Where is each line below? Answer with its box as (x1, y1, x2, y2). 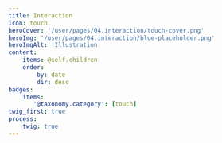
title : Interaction (8, 11, 73, 20)
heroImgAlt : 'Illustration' (8, 41, 102, 49)
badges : (8, 85, 34, 94)
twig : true (22, 122, 59, 130)
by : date (37, 71, 66, 79)
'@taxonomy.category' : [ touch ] (33, 100, 137, 108)
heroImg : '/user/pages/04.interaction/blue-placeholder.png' (8, 33, 216, 42)
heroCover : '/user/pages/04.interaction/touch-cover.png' (8, 26, 204, 34)
